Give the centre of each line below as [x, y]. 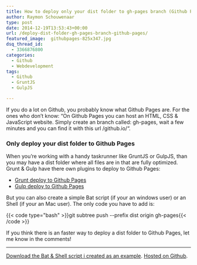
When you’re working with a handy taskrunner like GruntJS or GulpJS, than [97, 157]
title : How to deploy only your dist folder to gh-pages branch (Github [97, 11]
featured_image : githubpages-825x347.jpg [59, 39]
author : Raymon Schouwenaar [40, 17]
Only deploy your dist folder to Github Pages [70, 143]
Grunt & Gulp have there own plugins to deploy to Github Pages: [83, 169]
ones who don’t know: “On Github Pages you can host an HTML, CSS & [92, 115]
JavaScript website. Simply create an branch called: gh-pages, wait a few [95, 122]
